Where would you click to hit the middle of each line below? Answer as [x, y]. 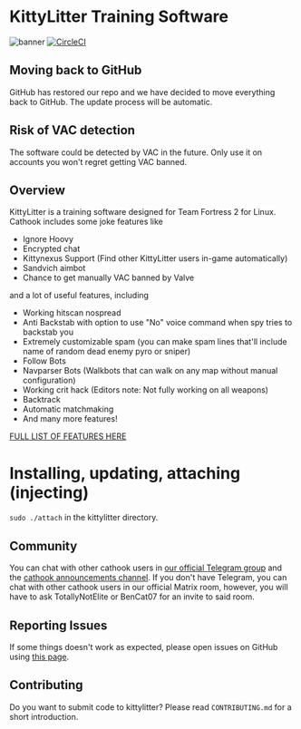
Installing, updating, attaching [125, 473]
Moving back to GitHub [76, 70]
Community [44, 546]
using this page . [39, 656]
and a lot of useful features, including [79, 296]
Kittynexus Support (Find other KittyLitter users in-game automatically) [155, 258]
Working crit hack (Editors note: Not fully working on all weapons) [146, 390]
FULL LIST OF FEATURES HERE [68, 436]
